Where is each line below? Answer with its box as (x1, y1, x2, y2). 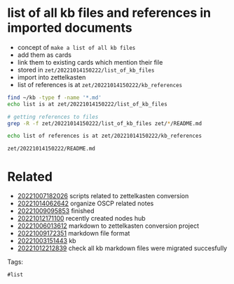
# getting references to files (7, 113, 99, 120)
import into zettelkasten (17, 72, 86, 82)
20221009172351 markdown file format (17, 229, 130, 238)
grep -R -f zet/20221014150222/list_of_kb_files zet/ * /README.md (7, 120, 202, 127)
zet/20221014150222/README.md (7, 146, 96, 153)
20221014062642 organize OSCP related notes (17, 199, 154, 208)
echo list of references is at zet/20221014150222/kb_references (7, 132, 202, 140)
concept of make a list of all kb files (17, 43, 136, 51)
